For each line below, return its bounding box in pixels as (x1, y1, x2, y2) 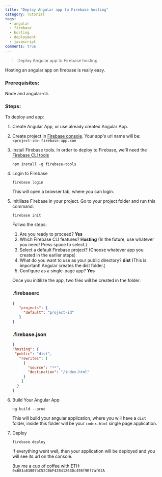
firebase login (12, 180, 44, 185)
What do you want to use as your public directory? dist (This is (19, 257, 147, 263)
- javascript (9, 39, 36, 44)
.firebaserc (12, 290, 40, 296)
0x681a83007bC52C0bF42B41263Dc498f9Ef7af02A (12, 468, 105, 473)
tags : (5, 16, 16, 21)
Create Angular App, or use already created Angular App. (12, 124, 129, 130)
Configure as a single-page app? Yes (19, 268, 95, 274)
